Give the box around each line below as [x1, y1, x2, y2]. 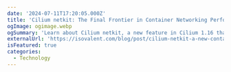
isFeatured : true [7, 42, 57, 49]
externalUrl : [7, 36, 45, 43]
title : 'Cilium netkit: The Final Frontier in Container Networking [7, 16, 208, 23]
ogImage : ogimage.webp [7, 23, 72, 29]
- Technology [13, 55, 51, 62]
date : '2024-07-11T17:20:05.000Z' [7, 10, 107, 17]
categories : [7, 49, 41, 56]
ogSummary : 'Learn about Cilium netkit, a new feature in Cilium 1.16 [7, 29, 214, 36]
